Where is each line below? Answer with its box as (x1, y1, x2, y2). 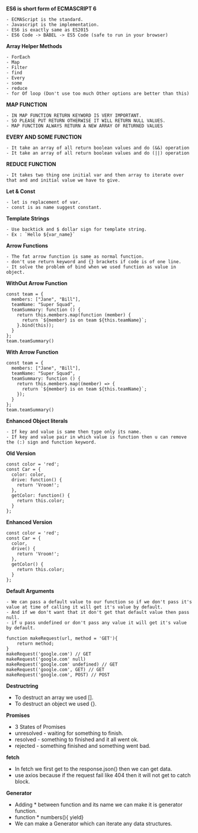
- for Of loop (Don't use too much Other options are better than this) (6, 91, 190, 96)
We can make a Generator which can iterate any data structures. (14, 820, 173, 827)
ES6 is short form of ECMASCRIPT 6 (6, 5, 97, 12)
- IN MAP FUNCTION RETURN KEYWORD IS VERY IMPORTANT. (6, 113, 142, 118)
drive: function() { (11, 477, 62, 483)
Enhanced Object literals (6, 417, 68, 425)
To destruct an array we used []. (14, 694, 94, 701)
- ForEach (6, 54, 31, 60)
